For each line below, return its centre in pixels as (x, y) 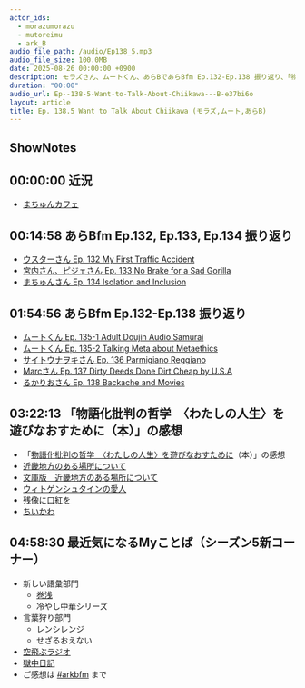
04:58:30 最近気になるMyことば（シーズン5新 (141, 543)
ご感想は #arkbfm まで (64, 674)
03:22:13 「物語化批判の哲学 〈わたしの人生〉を (147, 414)
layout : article (40, 102)
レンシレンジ (60, 629)
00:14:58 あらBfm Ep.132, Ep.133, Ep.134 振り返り (151, 236)
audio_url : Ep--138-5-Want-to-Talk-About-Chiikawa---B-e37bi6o (132, 94)
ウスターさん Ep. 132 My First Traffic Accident (108, 259)
